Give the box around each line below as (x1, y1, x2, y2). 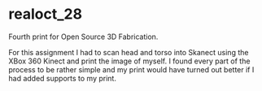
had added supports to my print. (8, 73, 116, 83)
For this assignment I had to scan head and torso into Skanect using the (8, 47, 249, 57)
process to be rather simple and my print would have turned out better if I (8, 64, 255, 74)
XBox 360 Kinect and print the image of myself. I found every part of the (8, 56, 251, 66)
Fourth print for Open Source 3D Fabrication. (8, 32, 159, 41)
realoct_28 (8, 5, 83, 24)
